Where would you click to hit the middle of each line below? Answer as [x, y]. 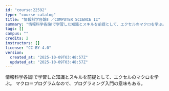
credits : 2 [17, 39]
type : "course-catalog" [31, 15]
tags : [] [15, 29]
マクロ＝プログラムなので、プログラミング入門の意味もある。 [80, 83]
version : [15, 52]
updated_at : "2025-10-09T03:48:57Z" [49, 62]
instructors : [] [23, 43]
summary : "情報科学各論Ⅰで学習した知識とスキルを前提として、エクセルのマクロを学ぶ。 [86, 24]
